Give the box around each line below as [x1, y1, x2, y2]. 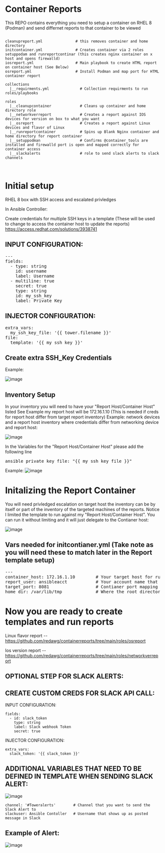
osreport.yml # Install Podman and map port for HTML [5, 69, 160, 74]
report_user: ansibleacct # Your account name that [5, 579, 158, 584]
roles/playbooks [5, 90, 38, 96]
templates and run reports [5, 616, 114, 628]
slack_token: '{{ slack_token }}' [9, 751, 80, 756]
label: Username [15, 273, 55, 279]
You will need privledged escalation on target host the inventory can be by [5, 501, 156, 507]
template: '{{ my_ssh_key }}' [10, 340, 83, 345]
